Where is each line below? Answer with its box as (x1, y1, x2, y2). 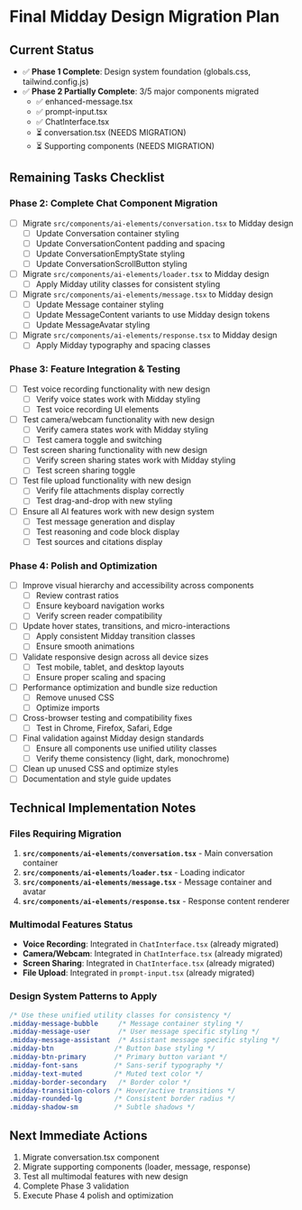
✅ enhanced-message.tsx (35, 97, 133, 106)
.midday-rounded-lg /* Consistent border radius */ (9, 1095, 236, 1104)
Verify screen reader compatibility (35, 611, 163, 622)
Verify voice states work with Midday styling (35, 393, 201, 404)
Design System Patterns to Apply (9, 990, 158, 1002)
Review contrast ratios (35, 590, 120, 601)
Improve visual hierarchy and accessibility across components (22, 580, 254, 591)
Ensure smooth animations (35, 641, 135, 651)
